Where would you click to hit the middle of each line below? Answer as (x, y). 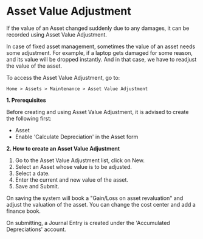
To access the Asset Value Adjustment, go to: (63, 77)
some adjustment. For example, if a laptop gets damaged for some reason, (100, 52)
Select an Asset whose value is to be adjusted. (74, 166)
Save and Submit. (37, 186)
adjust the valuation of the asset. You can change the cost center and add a (101, 204)
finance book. (24, 211)
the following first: (29, 118)
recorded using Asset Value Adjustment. (57, 34)
